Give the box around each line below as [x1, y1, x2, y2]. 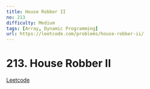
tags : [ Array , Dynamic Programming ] [6, 25, 98, 32]
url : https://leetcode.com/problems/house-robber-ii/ [6, 31, 145, 37]
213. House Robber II [6, 57, 111, 70]
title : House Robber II [6, 8, 66, 15]
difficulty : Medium [6, 20, 55, 26]
